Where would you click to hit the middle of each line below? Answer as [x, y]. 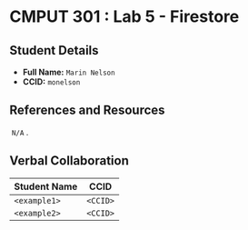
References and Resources [87, 110]
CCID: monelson [51, 82]
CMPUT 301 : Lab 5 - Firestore [124, 17]
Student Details [54, 50]
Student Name [46, 186]
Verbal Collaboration [69, 161]
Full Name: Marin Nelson [69, 72]
